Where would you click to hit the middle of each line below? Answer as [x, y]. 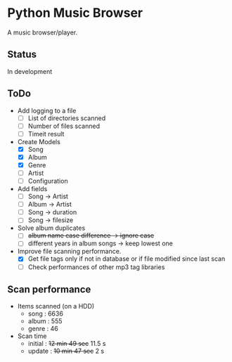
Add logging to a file [47, 110]
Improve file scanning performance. [69, 252]
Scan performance [49, 289]
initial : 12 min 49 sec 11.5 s [67, 344]
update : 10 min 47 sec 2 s [66, 351]
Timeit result [46, 134]
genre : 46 [43, 329]
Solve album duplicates [51, 228]
